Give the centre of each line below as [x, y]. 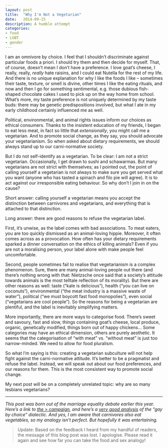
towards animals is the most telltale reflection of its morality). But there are [82, 280]
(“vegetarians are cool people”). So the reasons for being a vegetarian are [81, 302]
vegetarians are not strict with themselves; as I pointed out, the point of [79, 167]
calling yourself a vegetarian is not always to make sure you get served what [84, 172]
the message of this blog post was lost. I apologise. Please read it [85, 435]
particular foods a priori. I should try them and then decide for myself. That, [83, 62]
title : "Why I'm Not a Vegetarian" [43, 15]
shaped [13, 94]
